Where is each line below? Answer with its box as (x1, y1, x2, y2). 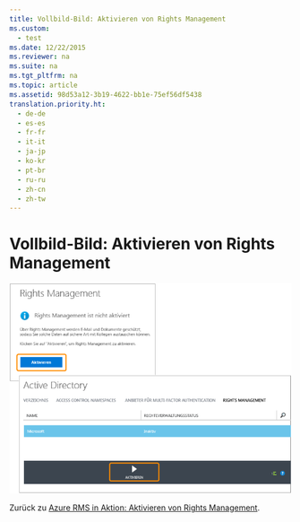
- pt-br (17, 166, 47, 175)
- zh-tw (17, 194, 47, 204)
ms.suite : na (9, 62, 58, 71)
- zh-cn (17, 185, 47, 194)
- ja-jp (17, 147, 47, 156)
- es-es (17, 118, 47, 127)
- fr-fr (17, 128, 47, 137)
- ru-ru (17, 175, 47, 184)
